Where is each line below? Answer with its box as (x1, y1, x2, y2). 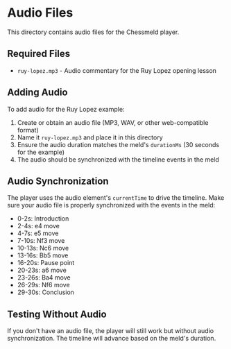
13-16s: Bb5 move (17, 251, 69, 259)
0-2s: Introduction (17, 214, 69, 223)
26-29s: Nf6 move (17, 281, 71, 289)
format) (17, 126, 40, 134)
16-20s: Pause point (17, 259, 75, 267)
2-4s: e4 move (17, 222, 60, 230)
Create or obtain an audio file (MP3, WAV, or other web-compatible (17, 118, 209, 126)
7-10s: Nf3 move (17, 237, 65, 245)
